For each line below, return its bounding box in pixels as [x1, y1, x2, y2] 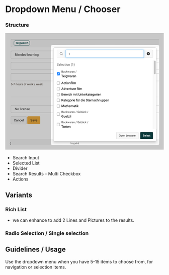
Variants [5, 191, 33, 199]
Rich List [5, 206, 27, 213]
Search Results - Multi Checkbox [12, 171, 81, 177]
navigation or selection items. [5, 264, 66, 270]
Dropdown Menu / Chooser [5, 4, 121, 15]
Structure [5, 22, 29, 29]
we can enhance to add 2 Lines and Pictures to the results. [12, 217, 134, 223]
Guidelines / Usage [5, 245, 66, 254]
